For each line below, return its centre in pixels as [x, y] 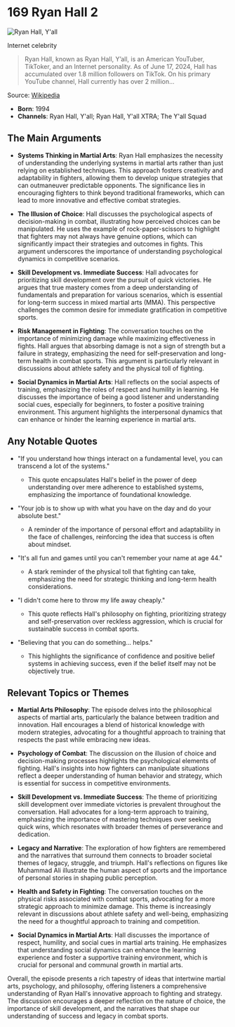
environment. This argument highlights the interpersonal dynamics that [120, 412]
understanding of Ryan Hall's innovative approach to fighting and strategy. [115, 994]
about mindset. [49, 544]
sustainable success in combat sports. [83, 629]
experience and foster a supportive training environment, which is [113, 957]
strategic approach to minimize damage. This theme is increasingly [114, 907]
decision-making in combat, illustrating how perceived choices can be [119, 221]
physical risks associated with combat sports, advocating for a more [116, 899]
